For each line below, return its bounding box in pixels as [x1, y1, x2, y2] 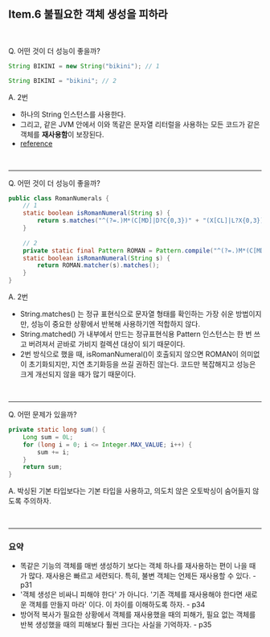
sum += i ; [37, 448, 70, 456]
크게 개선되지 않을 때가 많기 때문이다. [19, 369, 137, 380]
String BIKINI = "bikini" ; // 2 [8, 76, 117, 84]
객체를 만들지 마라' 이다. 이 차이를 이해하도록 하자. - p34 [28, 600, 206, 610]
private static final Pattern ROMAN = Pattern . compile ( [22, 246, 215, 255]
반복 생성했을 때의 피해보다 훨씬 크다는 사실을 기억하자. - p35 [19, 620, 212, 630]
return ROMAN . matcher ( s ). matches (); [37, 261, 160, 269]
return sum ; [22, 463, 63, 471]
